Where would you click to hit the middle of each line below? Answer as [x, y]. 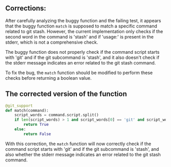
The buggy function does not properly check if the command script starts [82, 52]
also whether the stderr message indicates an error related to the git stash [83, 154]
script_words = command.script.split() [57, 115]
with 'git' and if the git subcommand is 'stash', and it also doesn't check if [82, 57]
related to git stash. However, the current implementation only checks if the [84, 31]
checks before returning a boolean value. [48, 78]
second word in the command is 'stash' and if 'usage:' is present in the [79, 37]
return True [36, 125]
